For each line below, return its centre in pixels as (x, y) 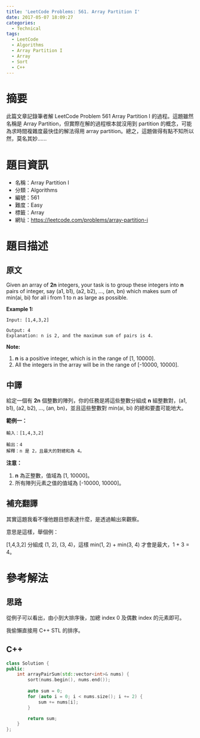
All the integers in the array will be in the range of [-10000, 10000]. (97, 365)
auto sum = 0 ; (45, 691)
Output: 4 (19, 331)
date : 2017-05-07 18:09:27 (40, 17)
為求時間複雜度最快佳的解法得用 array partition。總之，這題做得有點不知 (95, 131)
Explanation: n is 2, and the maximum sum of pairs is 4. (80, 336)
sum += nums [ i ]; (58, 702)
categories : (21, 23)
